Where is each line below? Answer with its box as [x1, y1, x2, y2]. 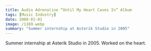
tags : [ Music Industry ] [5, 12, 56, 17]
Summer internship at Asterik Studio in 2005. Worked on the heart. [5, 40, 146, 46]
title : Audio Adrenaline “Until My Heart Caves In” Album [5, 7, 132, 13]
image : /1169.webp [5, 21, 45, 27]
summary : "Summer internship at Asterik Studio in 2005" [5, 26, 130, 31]
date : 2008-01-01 [5, 17, 43, 22]
